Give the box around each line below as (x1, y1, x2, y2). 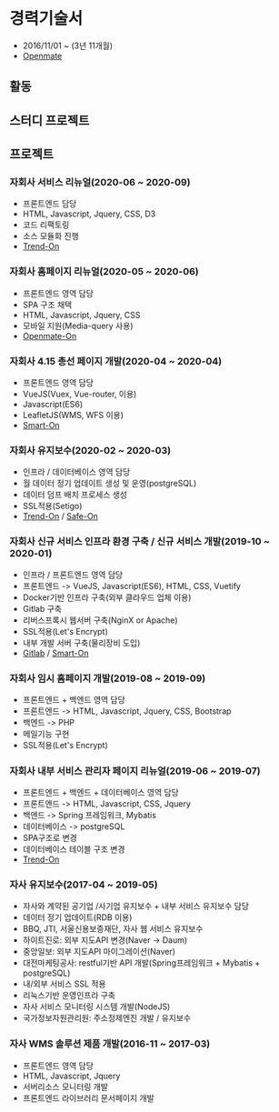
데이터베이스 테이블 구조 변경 (22, 844, 125, 855)
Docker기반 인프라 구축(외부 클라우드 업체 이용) (22, 592, 192, 603)
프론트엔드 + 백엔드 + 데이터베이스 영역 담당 (22, 787, 179, 798)
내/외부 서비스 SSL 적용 (22, 978, 106, 989)
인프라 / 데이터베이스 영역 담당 (22, 466, 131, 477)
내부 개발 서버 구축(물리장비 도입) (22, 637, 141, 648)
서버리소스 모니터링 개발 (22, 1081, 109, 1092)
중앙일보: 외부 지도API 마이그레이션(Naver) (22, 947, 175, 957)
